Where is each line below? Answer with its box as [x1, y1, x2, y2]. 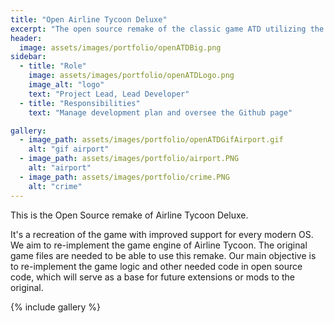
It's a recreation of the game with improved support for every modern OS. [10, 228, 314, 240]
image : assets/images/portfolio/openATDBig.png [19, 42, 222, 53]
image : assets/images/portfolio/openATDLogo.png [28, 71, 235, 81]
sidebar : [10, 52, 47, 62]
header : [10, 33, 43, 43]
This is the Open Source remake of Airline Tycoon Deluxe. [10, 209, 249, 221]
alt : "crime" [28, 181, 83, 191]
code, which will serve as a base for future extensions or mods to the [10, 271, 295, 283]
